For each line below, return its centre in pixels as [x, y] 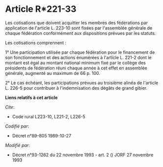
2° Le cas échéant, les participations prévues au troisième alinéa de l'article [82, 83]
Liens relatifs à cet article [31, 98]
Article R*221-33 [41, 9]
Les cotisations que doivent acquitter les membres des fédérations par [77, 23]
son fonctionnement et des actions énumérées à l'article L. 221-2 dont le [78, 57]
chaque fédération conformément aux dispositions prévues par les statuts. [81, 33]
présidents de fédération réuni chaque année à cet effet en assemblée [76, 68]
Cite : [10, 107]
